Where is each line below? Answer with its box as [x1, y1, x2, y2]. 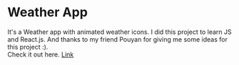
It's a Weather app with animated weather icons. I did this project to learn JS [7, 28, 232, 36]
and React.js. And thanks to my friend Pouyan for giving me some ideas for [7, 35, 228, 43]
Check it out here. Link [7, 50, 74, 59]
